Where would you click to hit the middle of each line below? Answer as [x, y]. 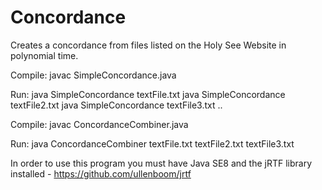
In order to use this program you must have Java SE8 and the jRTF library [161, 163]
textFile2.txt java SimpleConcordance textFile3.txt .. [116, 105]
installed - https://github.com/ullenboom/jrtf [101, 173]
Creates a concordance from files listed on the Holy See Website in [148, 45]
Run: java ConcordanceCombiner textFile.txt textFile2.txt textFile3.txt [152, 143]
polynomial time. [44, 55]
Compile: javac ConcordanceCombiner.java [99, 124]
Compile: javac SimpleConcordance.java [93, 75]
